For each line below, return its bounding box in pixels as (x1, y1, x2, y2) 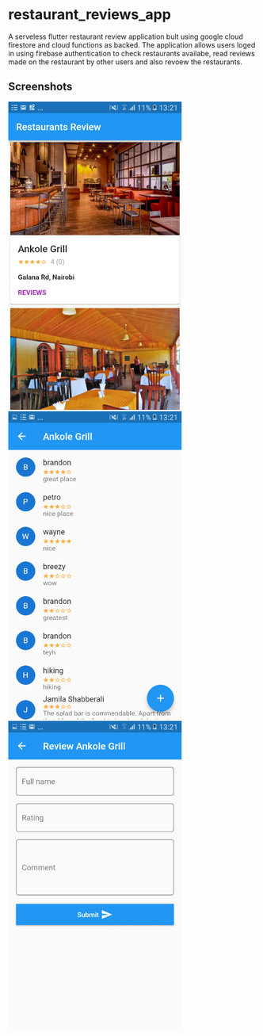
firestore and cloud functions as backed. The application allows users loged (8, 40, 256, 49)
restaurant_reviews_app (8, 6, 172, 24)
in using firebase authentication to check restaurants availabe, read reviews (8, 48, 255, 58)
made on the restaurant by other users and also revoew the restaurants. (8, 57, 243, 67)
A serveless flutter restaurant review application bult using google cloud (8, 32, 243, 41)
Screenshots (8, 80, 73, 94)
